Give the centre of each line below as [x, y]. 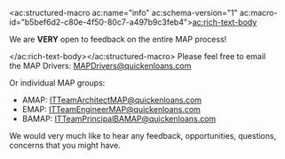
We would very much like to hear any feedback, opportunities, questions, [143, 136]
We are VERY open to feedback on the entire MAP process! [118, 39]
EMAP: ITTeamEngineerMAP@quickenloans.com [111, 109]
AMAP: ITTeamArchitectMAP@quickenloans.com [112, 100]
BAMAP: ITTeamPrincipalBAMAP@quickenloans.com [119, 119]
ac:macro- [258, 13]
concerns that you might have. [65, 145]
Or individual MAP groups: [57, 83]
